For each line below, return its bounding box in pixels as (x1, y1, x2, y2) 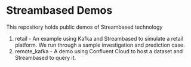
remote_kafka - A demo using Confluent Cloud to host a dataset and (14, 47, 183, 54)
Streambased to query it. (14, 54, 76, 61)
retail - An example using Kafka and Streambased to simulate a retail (14, 35, 184, 42)
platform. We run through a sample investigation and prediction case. (14, 41, 185, 48)
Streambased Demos (6, 4, 113, 17)
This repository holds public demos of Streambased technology (6, 23, 163, 31)
